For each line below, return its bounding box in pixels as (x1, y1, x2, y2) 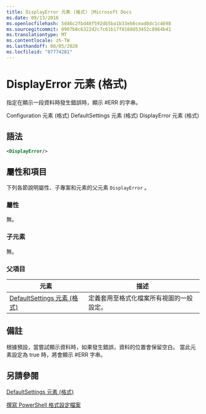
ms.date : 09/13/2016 (6, 15, 59, 21)
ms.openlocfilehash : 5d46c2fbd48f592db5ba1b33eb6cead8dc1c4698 (6, 20, 172, 26)
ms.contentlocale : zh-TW (6, 37, 70, 44)
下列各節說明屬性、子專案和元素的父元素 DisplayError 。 (6, 184, 150, 191)
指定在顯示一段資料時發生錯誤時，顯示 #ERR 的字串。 (6, 99, 142, 106)
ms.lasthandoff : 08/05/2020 (6, 44, 78, 50)
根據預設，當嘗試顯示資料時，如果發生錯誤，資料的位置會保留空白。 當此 (6, 343, 191, 350)
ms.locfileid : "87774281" (6, 49, 72, 55)
